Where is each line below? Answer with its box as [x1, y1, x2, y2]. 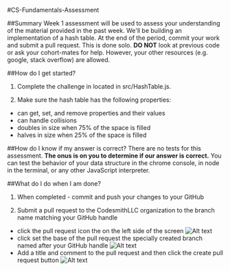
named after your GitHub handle [16, 241, 108, 250]
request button [16, 256, 60, 264]
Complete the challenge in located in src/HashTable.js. [16, 83, 172, 90]
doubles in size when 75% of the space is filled [16, 124, 151, 131]
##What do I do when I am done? [7, 180, 102, 188]
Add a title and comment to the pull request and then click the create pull [16, 249, 223, 257]
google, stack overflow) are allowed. [7, 56, 111, 64]
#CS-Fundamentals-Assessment [7, 6, 100, 14]
